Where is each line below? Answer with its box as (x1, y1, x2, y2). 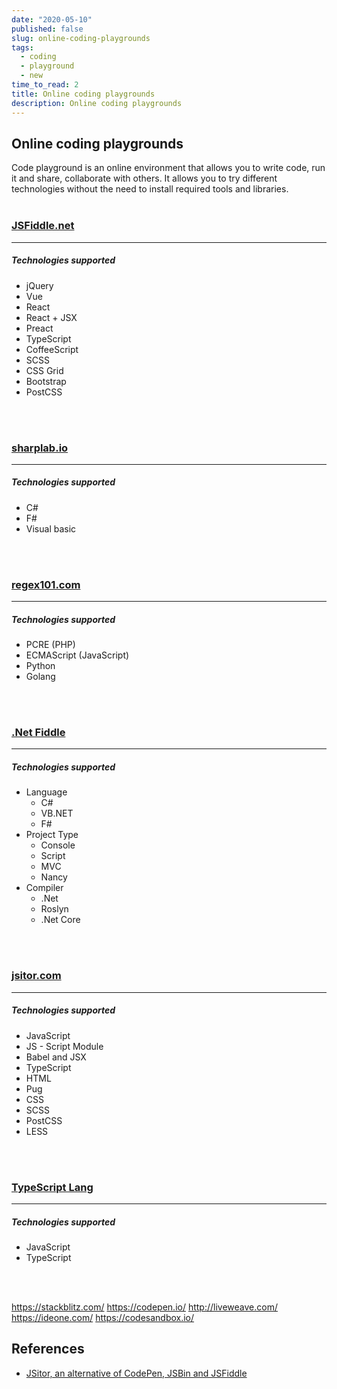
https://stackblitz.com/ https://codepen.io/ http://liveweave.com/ (11, 1301, 278, 1313)
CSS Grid (25, 364, 64, 376)
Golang (25, 671, 56, 683)
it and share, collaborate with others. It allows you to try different (11, 172, 278, 185)
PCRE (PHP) (25, 639, 76, 651)
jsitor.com (11, 969, 62, 983)
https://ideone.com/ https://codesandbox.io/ (11, 1311, 195, 1323)
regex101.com (11, 577, 81, 591)
